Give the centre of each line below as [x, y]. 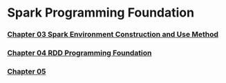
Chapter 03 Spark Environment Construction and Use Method [113, 35]
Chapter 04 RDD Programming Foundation [79, 53]
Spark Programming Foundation [101, 13]
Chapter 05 [27, 71]
